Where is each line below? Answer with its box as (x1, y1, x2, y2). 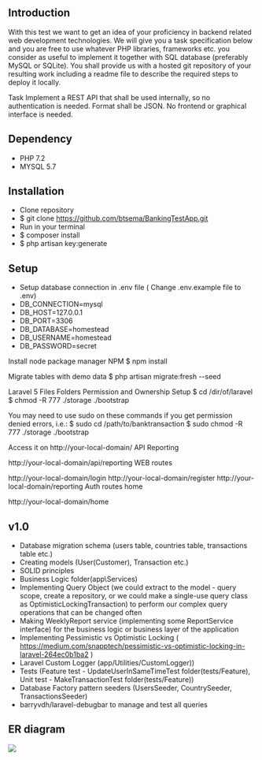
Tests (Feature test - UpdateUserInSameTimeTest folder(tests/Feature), (19, 666, 250, 676)
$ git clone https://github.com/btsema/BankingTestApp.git (19, 214, 208, 223)
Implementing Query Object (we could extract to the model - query (19, 583, 237, 592)
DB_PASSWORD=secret (19, 341, 97, 351)
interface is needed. (8, 110, 73, 119)
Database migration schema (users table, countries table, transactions (19, 541, 248, 550)
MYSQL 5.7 (19, 162, 57, 171)
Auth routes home (84, 482, 143, 491)
